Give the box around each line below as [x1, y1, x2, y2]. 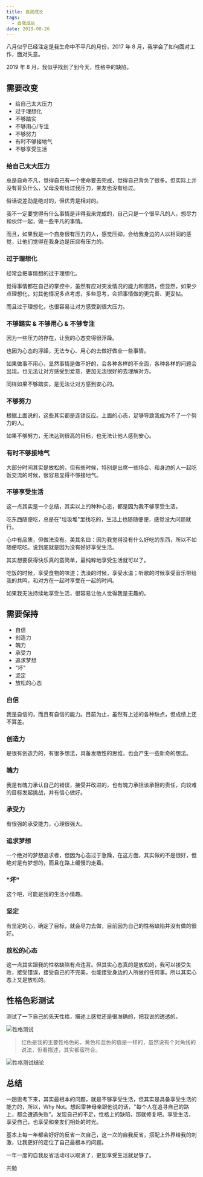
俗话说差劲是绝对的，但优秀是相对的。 [6, 197, 101, 204]
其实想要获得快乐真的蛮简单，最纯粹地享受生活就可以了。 [6, 556, 149, 563]
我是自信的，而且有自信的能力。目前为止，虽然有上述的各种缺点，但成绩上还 [6, 710, 197, 718]
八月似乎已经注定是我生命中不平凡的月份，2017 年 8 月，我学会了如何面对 [6, 43, 190, 50]
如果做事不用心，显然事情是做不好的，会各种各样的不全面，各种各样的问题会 [6, 360, 197, 367]
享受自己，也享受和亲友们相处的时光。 [6, 1118, 101, 1125]
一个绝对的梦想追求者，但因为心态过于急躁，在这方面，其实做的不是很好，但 [6, 852, 197, 859]
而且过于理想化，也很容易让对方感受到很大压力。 [6, 303, 128, 310]
